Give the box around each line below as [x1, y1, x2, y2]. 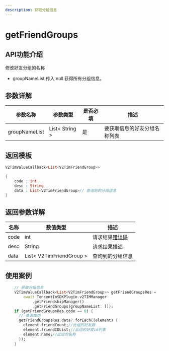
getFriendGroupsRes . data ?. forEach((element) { [18, 318, 118, 323]
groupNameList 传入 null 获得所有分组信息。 [12, 75, 104, 81]
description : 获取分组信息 [5, 7, 57, 13]
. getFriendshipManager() [32, 299, 84, 304]
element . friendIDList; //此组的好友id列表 [23, 327, 106, 332]
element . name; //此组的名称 [23, 332, 76, 337]
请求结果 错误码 [92, 234, 128, 241]
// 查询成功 [18, 313, 41, 318]
